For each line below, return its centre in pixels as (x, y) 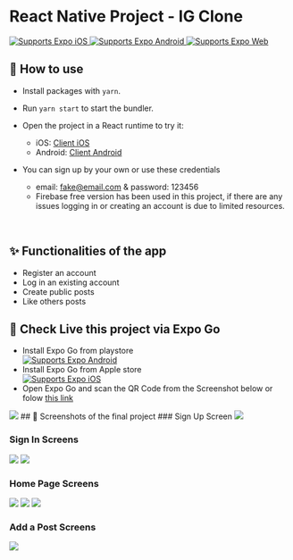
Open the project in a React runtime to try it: (103, 125)
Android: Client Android (79, 152)
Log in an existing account (71, 282)
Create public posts (59, 291)
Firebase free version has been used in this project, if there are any (159, 196)
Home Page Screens (54, 483)
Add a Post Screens (53, 527)
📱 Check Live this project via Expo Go (115, 329)
